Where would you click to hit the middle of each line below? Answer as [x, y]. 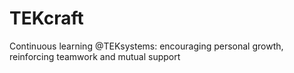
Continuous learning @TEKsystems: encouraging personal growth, [146, 46]
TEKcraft [46, 18]
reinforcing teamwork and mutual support [95, 56]
